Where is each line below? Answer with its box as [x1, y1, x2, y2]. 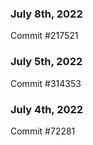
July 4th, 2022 [10, 102, 84, 116]
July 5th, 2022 [10, 55, 83, 69]
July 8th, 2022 [10, 7, 83, 21]
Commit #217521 [10, 30, 79, 42]
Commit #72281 [10, 125, 76, 137]
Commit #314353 [10, 77, 82, 89]
